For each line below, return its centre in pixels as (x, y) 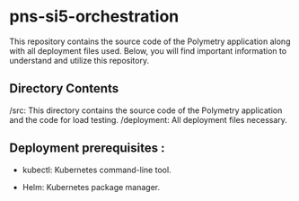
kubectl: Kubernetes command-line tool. (97, 170)
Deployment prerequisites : (87, 149)
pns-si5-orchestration (94, 17)
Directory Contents (64, 88)
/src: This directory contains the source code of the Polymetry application (146, 110)
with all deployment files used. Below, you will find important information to (148, 50)
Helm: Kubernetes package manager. (91, 187)
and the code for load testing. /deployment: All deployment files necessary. (148, 119)
